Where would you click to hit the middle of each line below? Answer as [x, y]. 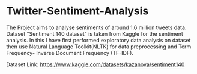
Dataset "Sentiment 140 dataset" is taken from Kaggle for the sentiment [95, 33]
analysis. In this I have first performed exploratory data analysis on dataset [98, 40]
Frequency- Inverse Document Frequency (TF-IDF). [70, 53]
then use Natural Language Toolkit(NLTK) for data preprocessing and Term [99, 47]
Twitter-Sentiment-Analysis [77, 11]
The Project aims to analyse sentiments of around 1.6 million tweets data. [96, 27]
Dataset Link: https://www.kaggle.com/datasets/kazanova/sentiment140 [95, 64]
